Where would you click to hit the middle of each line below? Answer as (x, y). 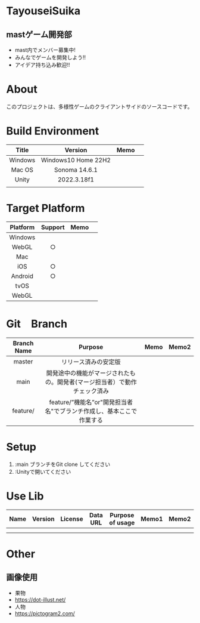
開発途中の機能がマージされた (88, 373)
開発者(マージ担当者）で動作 (97, 382)
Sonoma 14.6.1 (76, 169)
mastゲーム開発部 (39, 34)
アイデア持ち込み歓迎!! (42, 65)
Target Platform (46, 209)
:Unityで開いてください (43, 471)
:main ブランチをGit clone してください (62, 464)
